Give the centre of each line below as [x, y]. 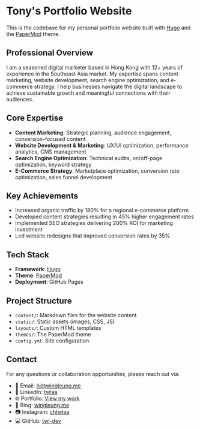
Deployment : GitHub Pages [49, 282]
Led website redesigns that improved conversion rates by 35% [92, 236]
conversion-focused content [50, 139]
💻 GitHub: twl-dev [38, 420]
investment [29, 230]
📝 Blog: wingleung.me [42, 405]
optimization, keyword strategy [53, 164]
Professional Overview [50, 53]
